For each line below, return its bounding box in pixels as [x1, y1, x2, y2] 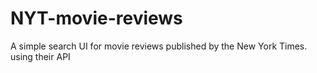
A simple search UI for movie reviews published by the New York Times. [10, 40, 308, 52]
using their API [10, 50, 71, 62]
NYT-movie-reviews [10, 7, 183, 30]
